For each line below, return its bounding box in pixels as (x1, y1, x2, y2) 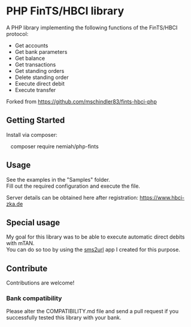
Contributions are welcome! (6, 279, 75, 286)
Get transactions (14, 61, 56, 68)
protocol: (6, 30, 29, 37)
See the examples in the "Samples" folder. (6, 176, 111, 183)
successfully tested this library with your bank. (6, 314, 122, 321)
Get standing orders (14, 67, 65, 74)
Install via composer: (6, 131, 58, 138)
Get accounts (14, 42, 48, 49)
